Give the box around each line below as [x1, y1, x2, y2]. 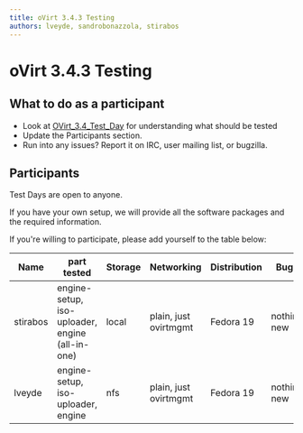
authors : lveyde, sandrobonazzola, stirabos [9, 22, 179, 31]
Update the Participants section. [22, 130, 142, 141]
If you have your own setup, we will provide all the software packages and [9, 207, 285, 217]
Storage [106, 261, 142, 273]
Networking [149, 261, 202, 273]
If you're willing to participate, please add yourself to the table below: [9, 234, 267, 244]
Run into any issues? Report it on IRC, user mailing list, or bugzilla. [22, 139, 268, 150]
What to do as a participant [9, 97, 165, 112]
